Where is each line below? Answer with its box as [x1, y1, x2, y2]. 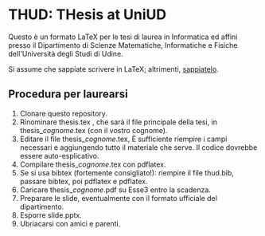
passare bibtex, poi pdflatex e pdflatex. [19, 176, 148, 186]
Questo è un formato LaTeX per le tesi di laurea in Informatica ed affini [8, 32, 238, 41]
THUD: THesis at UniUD [8, 6, 167, 24]
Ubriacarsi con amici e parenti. [19, 218, 121, 228]
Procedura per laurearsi [8, 88, 129, 101]
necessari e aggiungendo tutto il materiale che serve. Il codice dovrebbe [19, 142, 258, 152]
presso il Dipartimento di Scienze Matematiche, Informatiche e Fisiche [8, 40, 238, 49]
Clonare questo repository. [19, 108, 107, 118]
